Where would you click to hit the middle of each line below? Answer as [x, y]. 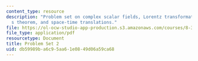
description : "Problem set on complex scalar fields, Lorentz [84, 17]
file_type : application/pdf [41, 33]
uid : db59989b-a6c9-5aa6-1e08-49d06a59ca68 [60, 49]
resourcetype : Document [35, 38]
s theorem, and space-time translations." [64, 22]
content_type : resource [35, 11]
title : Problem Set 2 [33, 44]
